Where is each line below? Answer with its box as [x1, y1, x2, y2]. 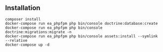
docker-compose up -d [5, 42, 50, 47]
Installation [5, 4, 41, 12]
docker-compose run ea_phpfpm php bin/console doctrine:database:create [5, 21, 158, 26]
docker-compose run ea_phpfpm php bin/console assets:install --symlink [5, 34, 158, 38]
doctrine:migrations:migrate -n [5, 29, 72, 35]
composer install [5, 17, 41, 21]
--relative [5, 38, 28, 43]
